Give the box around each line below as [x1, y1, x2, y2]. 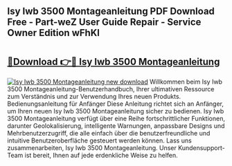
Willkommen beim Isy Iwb [149, 77, 223, 86]
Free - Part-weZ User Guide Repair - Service [7, 17, 202, 28]
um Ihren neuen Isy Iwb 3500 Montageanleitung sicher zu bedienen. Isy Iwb [7, 107, 224, 115]
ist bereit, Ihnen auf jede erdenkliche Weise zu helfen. [24, 151, 178, 159]
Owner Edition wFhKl [7, 27, 100, 39]
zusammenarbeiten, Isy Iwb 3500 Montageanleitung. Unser [7, 144, 177, 151]
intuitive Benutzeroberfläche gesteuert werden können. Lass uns [7, 136, 192, 145]
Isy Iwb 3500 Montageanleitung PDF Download [7, 6, 215, 17]
